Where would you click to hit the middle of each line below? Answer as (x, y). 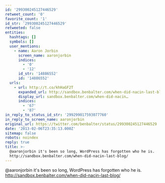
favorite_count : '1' (26, 19)
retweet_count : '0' (25, 14)
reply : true (17, 142)
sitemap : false (21, 133)
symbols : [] (22, 42)
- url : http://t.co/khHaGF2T (44, 87)
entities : (15, 32)
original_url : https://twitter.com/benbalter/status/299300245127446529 (81, 124)
